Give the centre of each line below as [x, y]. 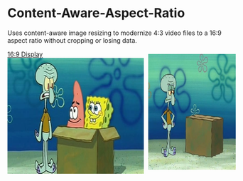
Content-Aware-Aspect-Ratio [96, 13]
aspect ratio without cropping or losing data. [72, 40]
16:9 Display [25, 54]
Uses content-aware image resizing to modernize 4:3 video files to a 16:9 [115, 33]
